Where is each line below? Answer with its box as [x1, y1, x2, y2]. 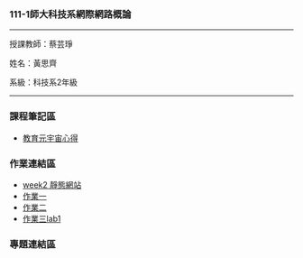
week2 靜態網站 [22, 179, 82, 190]
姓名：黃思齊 [9, 58, 57, 69]
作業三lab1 [22, 213, 61, 224]
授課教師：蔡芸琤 [9, 39, 73, 50]
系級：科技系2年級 [9, 77, 78, 88]
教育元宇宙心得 [22, 133, 78, 143]
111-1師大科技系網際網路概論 [9, 7, 132, 20]
